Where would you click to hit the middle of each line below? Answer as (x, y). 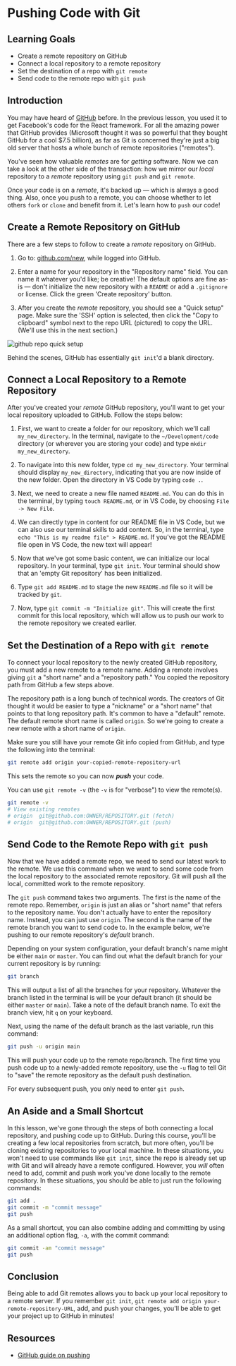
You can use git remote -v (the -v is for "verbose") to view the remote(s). (115, 790)
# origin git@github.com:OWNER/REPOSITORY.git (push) (89, 822)
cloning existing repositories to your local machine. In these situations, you (116, 1150)
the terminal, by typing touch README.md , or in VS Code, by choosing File (123, 501)
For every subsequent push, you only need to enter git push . (96, 1089)
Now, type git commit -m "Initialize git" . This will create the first (116, 608)
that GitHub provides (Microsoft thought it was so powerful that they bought (117, 133)
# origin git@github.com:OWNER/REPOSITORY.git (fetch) (91, 816)
